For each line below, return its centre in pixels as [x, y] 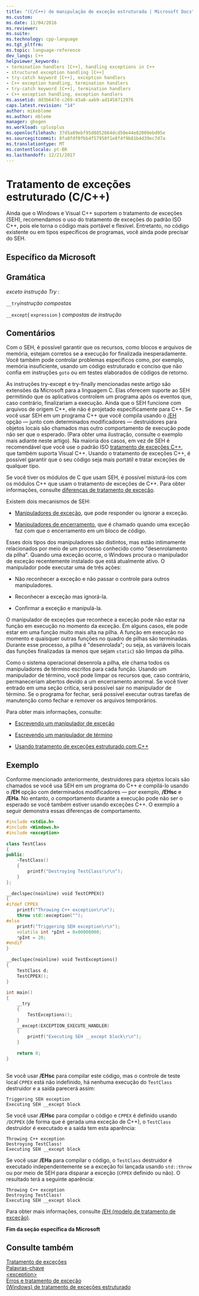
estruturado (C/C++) [58, 197]
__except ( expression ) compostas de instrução [64, 314]
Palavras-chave [25, 1268]
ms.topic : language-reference [44, 50]
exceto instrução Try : [33, 292]
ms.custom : [20, 17]
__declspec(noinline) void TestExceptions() [62, 960]
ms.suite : [18, 34]
